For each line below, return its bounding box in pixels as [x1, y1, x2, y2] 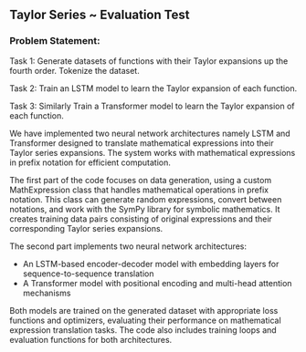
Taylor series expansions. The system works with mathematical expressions [9, 147, 296, 158]
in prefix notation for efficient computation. [9, 157, 172, 168]
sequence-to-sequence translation [22, 268, 154, 279]
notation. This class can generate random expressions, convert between [9, 193, 282, 204]
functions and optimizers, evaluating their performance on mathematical [9, 315, 281, 326]
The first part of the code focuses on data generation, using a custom [9, 174, 272, 185]
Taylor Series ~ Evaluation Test [9, 7, 190, 23]
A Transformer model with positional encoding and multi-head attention [22, 277, 292, 288]
